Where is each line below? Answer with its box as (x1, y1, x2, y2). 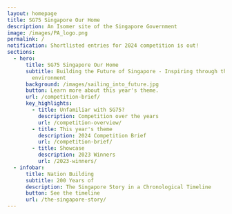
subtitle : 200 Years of (25, 177, 95, 184)
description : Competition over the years (37, 113, 159, 119)
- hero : (13, 55, 36, 62)
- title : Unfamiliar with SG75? (32, 106, 126, 113)
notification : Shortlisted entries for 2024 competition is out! (7, 42, 199, 49)
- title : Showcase (32, 145, 85, 152)
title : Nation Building (25, 171, 95, 177)
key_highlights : (25, 100, 72, 107)
